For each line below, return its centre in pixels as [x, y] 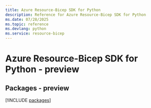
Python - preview [42, 69]
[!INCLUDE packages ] [28, 100]
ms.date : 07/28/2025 [27, 19]
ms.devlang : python [26, 29]
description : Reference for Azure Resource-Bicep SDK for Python [75, 15]
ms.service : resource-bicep [35, 33]
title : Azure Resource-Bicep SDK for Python [53, 10]
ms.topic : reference [27, 24]
